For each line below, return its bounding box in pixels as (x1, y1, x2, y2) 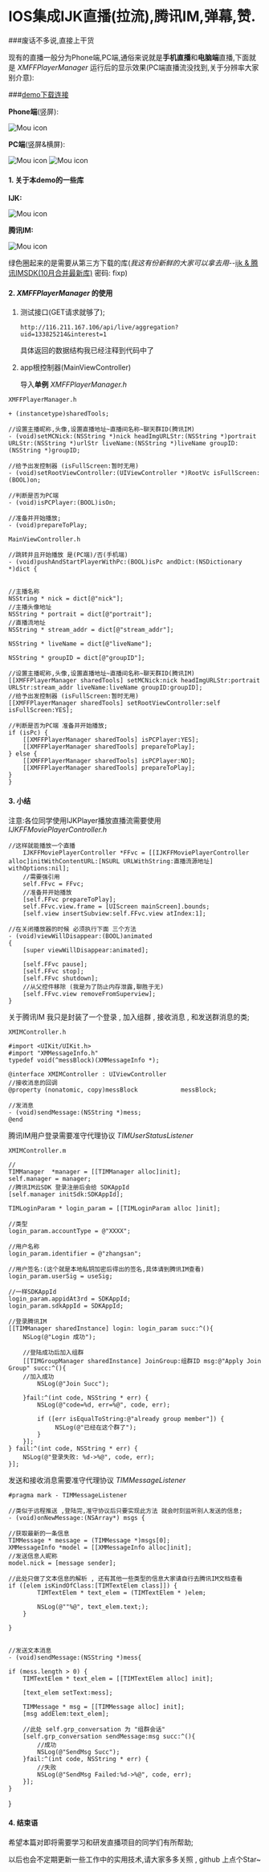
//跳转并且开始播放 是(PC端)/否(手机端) (8, 551, 128, 559)
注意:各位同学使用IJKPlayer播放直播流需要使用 (8, 815, 162, 825)
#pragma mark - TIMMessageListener (8, 1491, 128, 1499)
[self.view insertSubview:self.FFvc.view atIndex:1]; (22, 909, 206, 917)
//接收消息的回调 (8, 1079, 58, 1087)
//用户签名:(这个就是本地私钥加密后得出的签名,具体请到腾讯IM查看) (8, 1265, 205, 1273)
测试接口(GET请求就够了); (19, 307, 106, 317)
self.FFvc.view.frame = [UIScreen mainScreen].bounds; (22, 902, 210, 911)
